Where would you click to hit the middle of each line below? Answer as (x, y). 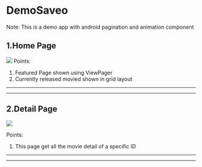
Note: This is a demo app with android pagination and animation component (100, 27)
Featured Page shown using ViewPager (64, 72)
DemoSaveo (37, 10)
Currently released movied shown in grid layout (74, 79)
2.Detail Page (32, 109)
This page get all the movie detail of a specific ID (75, 146)
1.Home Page (31, 46)
